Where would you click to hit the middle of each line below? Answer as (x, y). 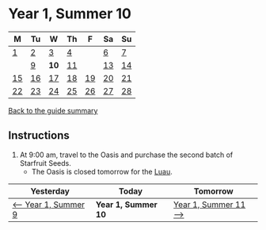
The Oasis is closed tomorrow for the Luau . (102, 171)
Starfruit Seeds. (45, 163)
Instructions (39, 136)
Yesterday (50, 191)
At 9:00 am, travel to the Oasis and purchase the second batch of (126, 155)
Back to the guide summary (53, 110)
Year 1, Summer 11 (209, 205)
